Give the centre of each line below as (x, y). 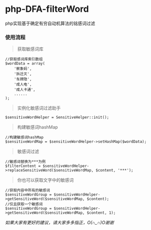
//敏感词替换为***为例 (25, 162)
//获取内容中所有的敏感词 (28, 191)
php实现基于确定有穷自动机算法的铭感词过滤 (50, 23)
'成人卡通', (25, 90)
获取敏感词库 (30, 49)
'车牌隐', (23, 79)
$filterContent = (23, 166)
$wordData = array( (25, 64)
